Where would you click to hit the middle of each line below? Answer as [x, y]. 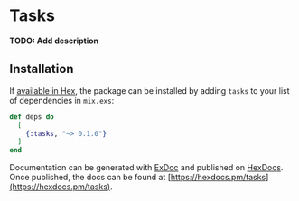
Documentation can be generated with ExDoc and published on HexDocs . [146, 168]
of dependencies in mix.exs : [62, 100]
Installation [42, 69]
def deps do [32, 117]
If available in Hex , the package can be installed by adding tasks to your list [150, 90]
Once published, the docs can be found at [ [90, 178]
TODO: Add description [54, 41]
